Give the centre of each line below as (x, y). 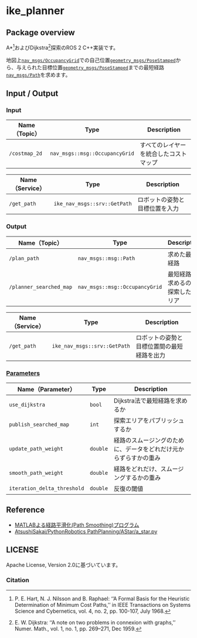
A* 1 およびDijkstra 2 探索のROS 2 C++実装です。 (62, 47)
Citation (18, 580)
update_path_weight (36, 448)
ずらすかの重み (140, 458)
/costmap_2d (26, 153)
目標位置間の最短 (159, 346)
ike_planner (35, 11)
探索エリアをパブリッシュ (149, 420)
